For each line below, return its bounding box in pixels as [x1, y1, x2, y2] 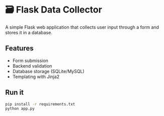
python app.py [5, 106, 35, 111]
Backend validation [12, 63, 52, 69]
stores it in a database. [5, 29, 53, 35]
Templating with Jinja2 [12, 74, 59, 80]
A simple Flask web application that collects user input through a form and [5, 24, 159, 30]
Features [5, 44, 34, 53]
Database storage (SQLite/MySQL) [12, 68, 85, 74]
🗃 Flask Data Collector [5, 4, 102, 16]
